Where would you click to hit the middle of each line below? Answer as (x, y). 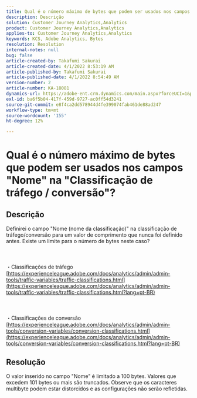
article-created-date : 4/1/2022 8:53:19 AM (60, 66)
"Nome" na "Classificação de (80, 180)
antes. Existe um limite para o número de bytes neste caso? (78, 241)
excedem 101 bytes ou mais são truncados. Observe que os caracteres (91, 382)
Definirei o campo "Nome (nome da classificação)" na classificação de (91, 229)
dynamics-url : (23, 94)
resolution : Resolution (35, 45)
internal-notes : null (33, 50)
